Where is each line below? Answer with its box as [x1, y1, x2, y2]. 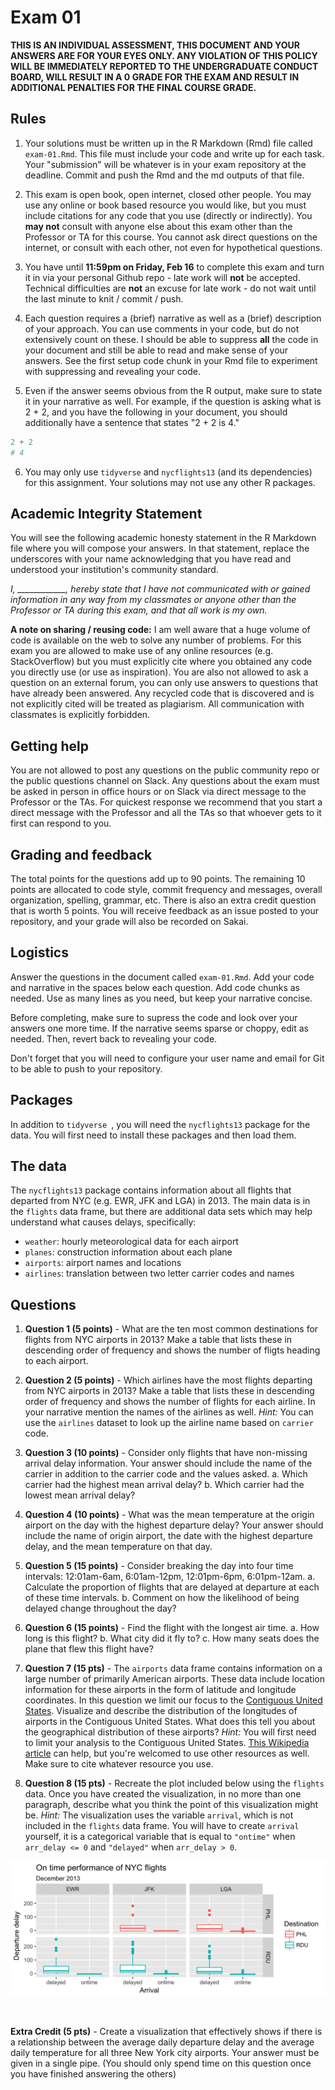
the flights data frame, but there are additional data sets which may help [10, 1206, 313, 1218]
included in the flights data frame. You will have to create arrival [24, 1820, 300, 1832]
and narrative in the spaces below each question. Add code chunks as [10, 981, 301, 993]
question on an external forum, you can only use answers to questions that [10, 677, 318, 689]
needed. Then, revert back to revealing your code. [10, 1032, 218, 1045]
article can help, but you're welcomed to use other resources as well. [24, 1747, 310, 1760]
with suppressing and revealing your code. [24, 365, 201, 377]
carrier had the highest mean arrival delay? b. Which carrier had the [24, 1479, 305, 1491]
